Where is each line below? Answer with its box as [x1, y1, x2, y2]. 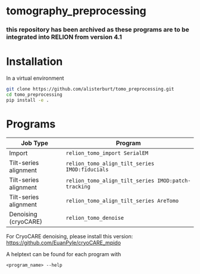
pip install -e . [6, 97, 49, 103]
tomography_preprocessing [6, 4, 147, 18]
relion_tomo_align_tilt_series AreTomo [65, 197, 179, 204]
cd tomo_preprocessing [6, 91, 62, 98]
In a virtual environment [6, 74, 64, 82]
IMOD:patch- [157, 177, 191, 184]
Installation [6, 55, 63, 68]
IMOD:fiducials [65, 166, 109, 173]
